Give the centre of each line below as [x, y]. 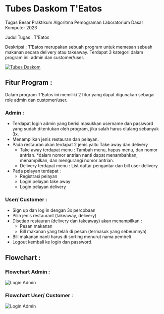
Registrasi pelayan [39, 176]
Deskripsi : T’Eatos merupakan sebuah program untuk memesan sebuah [79, 47]
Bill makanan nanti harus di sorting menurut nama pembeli [72, 237]
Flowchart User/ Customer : [39, 295]
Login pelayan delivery [43, 187]
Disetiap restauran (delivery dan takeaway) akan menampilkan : [77, 221]
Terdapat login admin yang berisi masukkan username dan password [83, 124]
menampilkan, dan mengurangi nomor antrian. [67, 160]
